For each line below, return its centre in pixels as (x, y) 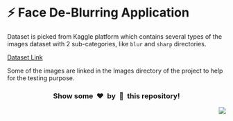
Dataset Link (25, 57)
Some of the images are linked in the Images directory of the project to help (115, 71)
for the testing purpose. (41, 78)
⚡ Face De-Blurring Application (98, 13)
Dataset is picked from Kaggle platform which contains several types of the (115, 36)
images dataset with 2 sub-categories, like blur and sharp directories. (107, 44)
